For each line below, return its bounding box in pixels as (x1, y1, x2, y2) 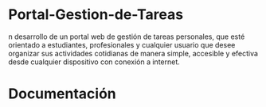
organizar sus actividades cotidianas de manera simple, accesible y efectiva (8, 48, 259, 58)
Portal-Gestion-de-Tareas (8, 6, 184, 24)
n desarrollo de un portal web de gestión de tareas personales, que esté (8, 32, 245, 41)
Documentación (8, 85, 117, 103)
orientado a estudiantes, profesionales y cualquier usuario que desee (8, 40, 236, 49)
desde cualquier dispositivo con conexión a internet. (8, 57, 181, 67)
